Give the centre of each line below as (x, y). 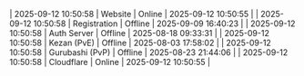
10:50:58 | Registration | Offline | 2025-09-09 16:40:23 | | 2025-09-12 (164, 24)
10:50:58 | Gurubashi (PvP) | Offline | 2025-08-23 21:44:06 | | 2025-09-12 (149, 52)
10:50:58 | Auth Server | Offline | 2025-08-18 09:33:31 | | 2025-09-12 (140, 33)
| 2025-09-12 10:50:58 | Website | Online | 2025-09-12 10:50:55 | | (134, 14)
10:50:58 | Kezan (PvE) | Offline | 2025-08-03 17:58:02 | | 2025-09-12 (140, 43)
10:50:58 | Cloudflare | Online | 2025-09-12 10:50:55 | (110, 62)
